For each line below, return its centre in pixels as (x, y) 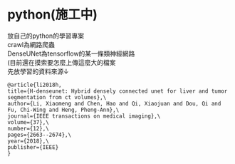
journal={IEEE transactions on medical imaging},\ (84, 116)
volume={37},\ (28, 122)
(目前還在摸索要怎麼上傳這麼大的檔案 (62, 62)
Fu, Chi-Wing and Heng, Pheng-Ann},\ (63, 110)
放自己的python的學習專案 (46, 36)
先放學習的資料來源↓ (38, 71)
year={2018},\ (28, 141)
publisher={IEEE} (33, 147)
